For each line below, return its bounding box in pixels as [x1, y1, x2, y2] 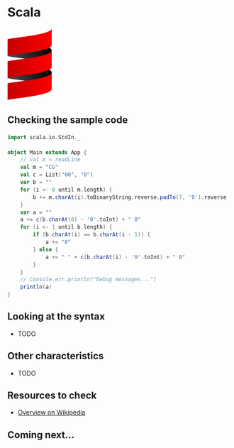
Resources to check [7, 390, 97, 402]
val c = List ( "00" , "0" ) [20, 171, 94, 178]
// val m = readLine [20, 156, 81, 163]
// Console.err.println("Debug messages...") [20, 276, 157, 283]
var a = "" [20, 209, 52, 216]
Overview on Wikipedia [17, 408, 86, 417]
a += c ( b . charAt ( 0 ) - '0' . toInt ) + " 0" [20, 216, 141, 224]
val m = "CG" [20, 164, 59, 171]
